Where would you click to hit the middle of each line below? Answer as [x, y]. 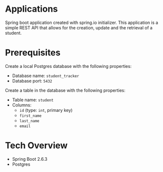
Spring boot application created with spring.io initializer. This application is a [82, 22]
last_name [30, 121]
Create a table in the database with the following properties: [65, 90]
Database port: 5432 [32, 81]
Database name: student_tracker [46, 75]
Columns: [22, 105]
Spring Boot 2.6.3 [30, 159]
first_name [31, 116]
